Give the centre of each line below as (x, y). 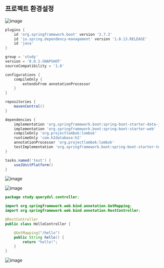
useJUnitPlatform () (34, 165)
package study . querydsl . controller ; (42, 197)
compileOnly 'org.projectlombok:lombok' (55, 134)
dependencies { (20, 120)
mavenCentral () (29, 107)
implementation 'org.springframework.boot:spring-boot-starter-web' (85, 129)
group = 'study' (21, 57)
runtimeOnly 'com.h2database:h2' (48, 138)
